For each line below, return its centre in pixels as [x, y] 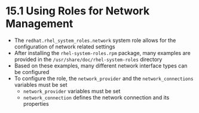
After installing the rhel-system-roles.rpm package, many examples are [102, 53]
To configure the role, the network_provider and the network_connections [104, 78]
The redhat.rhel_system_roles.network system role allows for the [95, 40]
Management [39, 24]
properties [36, 103]
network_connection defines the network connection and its [96, 97]
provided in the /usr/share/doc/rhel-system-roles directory [88, 59]
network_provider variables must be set [72, 91]
